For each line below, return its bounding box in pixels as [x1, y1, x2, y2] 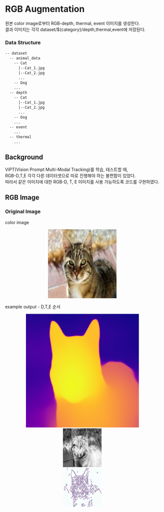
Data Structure [5, 39, 41, 46]
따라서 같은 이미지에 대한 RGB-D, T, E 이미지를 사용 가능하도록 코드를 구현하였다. [5, 179, 160, 185]
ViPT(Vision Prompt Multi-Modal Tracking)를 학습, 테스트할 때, [5, 166, 128, 173]
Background [5, 153, 43, 161]
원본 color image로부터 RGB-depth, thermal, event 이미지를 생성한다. [5, 20, 141, 26]
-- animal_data [9, 56, 41, 61]
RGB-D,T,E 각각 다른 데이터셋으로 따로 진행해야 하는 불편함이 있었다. [5, 173, 136, 179]
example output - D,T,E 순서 [5, 304, 61, 310]
